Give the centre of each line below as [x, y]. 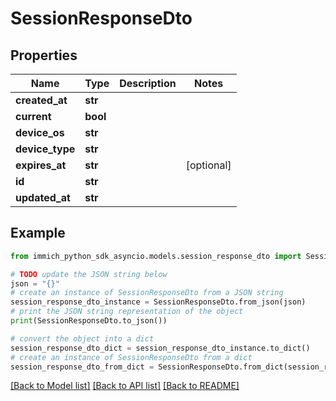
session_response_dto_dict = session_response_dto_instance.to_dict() [160, 348]
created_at [41, 100]
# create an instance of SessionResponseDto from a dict [131, 357]
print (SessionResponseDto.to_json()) [89, 321]
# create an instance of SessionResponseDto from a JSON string [147, 293]
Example [38, 233]
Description [148, 83]
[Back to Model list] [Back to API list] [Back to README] [125, 386]
